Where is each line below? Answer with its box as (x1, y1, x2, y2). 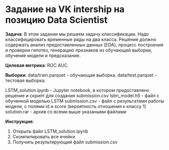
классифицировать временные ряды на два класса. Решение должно (5, 36, 157, 42)
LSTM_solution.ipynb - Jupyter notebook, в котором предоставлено (5, 87, 150, 93)
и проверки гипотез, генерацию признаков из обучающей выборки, (5, 47, 153, 53)
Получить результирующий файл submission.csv (12, 139, 118, 145)
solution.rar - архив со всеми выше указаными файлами (5, 109, 126, 115)
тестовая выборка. (5, 77, 46, 83)
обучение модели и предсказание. (5, 52, 81, 59)
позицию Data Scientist (5, 14, 108, 26)
